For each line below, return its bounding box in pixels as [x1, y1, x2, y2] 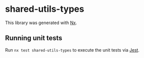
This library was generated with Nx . [5, 20, 77, 26]
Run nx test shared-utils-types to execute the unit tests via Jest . [5, 47, 140, 53]
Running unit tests [5, 34, 62, 42]
